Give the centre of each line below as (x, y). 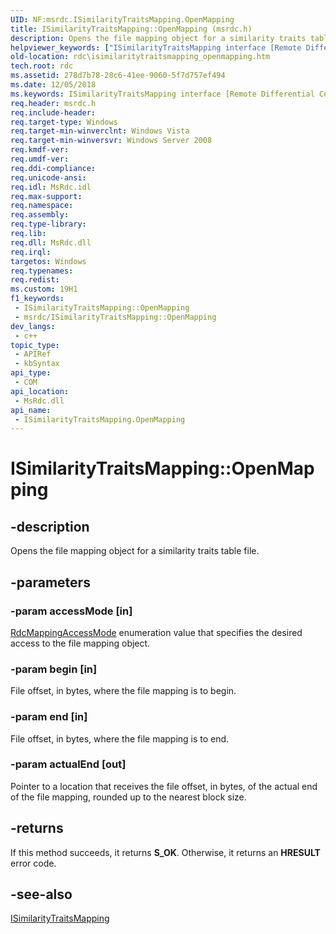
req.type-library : (48, 224)
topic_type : (35, 345)
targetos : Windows (48, 261)
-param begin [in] (54, 669)
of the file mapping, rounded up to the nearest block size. (128, 797)
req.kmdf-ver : (40, 150)
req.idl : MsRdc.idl (51, 187)
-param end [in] (49, 717)
